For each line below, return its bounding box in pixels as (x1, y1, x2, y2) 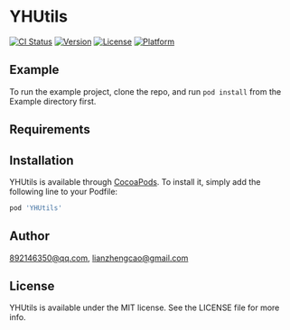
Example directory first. (9, 96, 97, 106)
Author (9, 228, 50, 244)
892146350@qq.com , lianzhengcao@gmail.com (9, 252, 189, 263)
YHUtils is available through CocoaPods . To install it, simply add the (9, 176, 261, 187)
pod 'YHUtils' (9, 203, 63, 213)
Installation (9, 152, 74, 168)
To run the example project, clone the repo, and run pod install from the (9, 86, 282, 96)
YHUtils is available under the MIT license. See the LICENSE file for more (9, 302, 280, 313)
